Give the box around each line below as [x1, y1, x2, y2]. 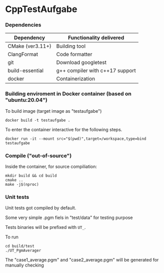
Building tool [56, 43, 86, 50]
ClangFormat [7, 51, 38, 58]
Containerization [56, 75, 95, 82]
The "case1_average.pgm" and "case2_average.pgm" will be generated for [5, 257, 159, 263]
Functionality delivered [68, 34, 124, 41]
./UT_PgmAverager [5, 248, 41, 253]
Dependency [14, 34, 45, 41]
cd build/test [5, 244, 35, 249]
